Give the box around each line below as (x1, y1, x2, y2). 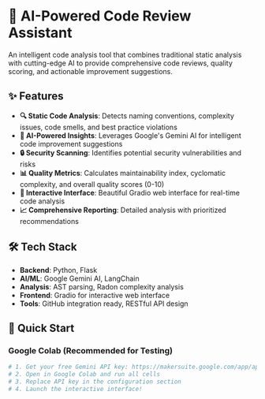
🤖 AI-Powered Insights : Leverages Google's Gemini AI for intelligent (19, 130, 242, 140)
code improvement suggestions (19, 139, 123, 148)
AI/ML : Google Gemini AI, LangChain (19, 274, 140, 283)
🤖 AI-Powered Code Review (8, 7, 192, 25)
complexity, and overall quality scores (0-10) (19, 179, 165, 188)
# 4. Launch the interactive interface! (8, 385, 144, 393)
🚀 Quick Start (8, 321, 75, 334)
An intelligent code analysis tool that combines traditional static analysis (8, 50, 242, 59)
